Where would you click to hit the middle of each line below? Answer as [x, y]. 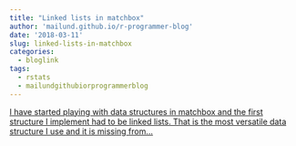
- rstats [34, 78]
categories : [32, 52]
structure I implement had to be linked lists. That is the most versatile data [148, 121]
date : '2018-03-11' [46, 35]
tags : [20, 69]
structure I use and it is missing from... [81, 131]
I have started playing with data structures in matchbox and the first [137, 111]
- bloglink [38, 60]
